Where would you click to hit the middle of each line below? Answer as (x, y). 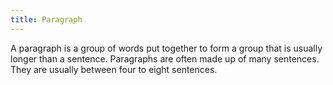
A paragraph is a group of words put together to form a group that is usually (166, 48)
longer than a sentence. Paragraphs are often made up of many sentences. (165, 58)
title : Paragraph (46, 19)
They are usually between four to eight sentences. (114, 69)
